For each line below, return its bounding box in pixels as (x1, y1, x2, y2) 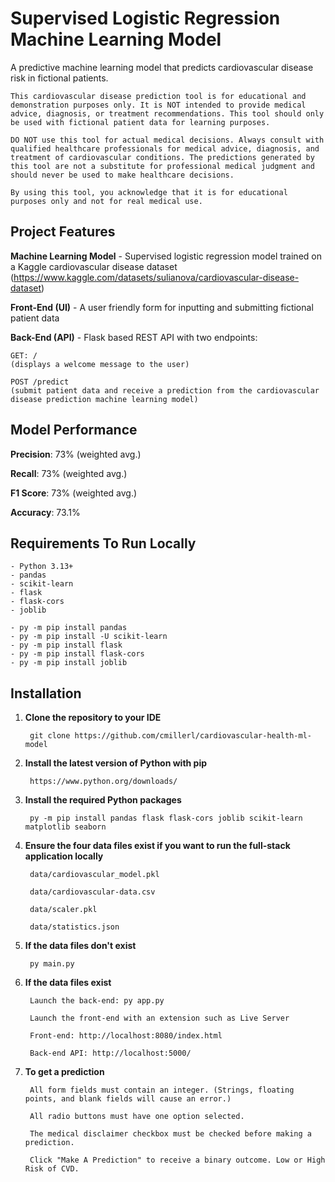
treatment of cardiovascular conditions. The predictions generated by (10, 152, 315, 162)
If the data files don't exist (24, 940, 137, 952)
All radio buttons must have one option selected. (29, 1112, 245, 1122)
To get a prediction (24, 1066, 105, 1078)
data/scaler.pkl (29, 905, 98, 915)
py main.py (29, 959, 75, 969)
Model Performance (10, 422, 138, 439)
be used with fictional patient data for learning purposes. (10, 117, 271, 127)
